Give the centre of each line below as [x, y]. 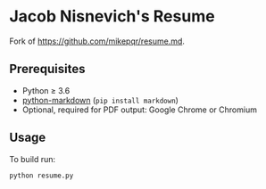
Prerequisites [47, 69]
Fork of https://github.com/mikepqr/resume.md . [97, 41]
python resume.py [42, 176]
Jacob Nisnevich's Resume [112, 16]
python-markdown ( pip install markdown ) [100, 100]
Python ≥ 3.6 [46, 90]
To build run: [33, 159]
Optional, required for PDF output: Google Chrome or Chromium [139, 110]
